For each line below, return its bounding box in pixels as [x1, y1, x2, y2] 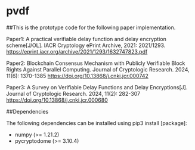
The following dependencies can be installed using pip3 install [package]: [6, 119, 187, 126]
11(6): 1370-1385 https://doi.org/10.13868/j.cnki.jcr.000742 [6, 72, 149, 79]
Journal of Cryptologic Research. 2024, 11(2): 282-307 [6, 90, 141, 97]
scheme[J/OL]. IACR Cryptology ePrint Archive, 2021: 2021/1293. [6, 42, 166, 49]
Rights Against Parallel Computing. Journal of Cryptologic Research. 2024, [6, 65, 190, 73]
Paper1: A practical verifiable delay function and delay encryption [6, 35, 167, 42]
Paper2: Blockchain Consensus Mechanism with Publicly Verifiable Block [6, 60, 185, 67]
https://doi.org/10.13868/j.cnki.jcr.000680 [6, 96, 109, 104]
